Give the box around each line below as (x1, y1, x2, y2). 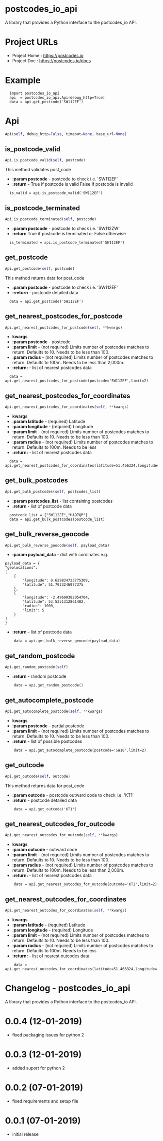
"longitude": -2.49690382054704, (22, 595, 90, 600)
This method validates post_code (5, 167, 71, 173)
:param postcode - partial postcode (12, 723, 84, 729)
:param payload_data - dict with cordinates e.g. (12, 552, 108, 558)
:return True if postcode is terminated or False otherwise (12, 231, 126, 236)
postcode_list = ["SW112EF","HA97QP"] (9, 512, 88, 517)
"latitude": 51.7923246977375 (22, 582, 83, 587)
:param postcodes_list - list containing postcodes (12, 498, 113, 504)
